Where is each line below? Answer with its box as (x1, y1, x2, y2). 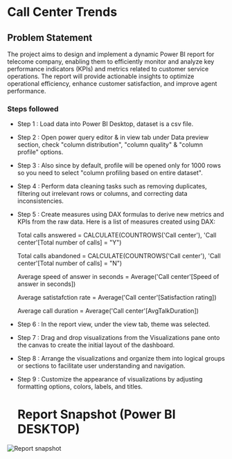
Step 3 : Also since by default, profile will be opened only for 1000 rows (17, 161, 222, 170)
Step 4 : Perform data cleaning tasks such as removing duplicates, (17, 182, 207, 190)
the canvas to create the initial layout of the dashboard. (17, 341, 175, 350)
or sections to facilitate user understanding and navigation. (17, 361, 186, 370)
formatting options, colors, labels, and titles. (17, 382, 143, 391)
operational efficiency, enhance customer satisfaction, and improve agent (7, 80, 217, 87)
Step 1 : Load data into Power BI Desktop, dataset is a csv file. (17, 120, 194, 128)
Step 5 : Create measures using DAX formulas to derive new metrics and (17, 210, 224, 219)
